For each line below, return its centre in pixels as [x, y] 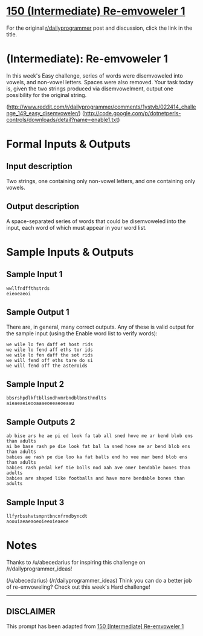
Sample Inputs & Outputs [70, 252]
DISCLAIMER [31, 611]
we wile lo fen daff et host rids [50, 344]
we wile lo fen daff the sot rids [50, 355]
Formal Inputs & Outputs [69, 144]
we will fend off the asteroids [47, 366]
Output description [43, 206]
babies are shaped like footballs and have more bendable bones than [96, 478]
